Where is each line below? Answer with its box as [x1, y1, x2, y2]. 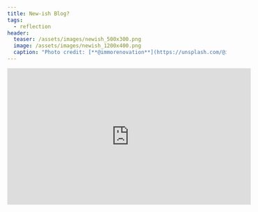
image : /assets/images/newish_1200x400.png [13, 42, 141, 49]
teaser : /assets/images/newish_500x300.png [13, 36, 141, 43]
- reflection [13, 23, 51, 30]
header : [7, 29, 30, 37]
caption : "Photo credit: [13, 49, 86, 56]
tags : [7, 17, 23, 24]
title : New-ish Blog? [7, 10, 70, 17]
